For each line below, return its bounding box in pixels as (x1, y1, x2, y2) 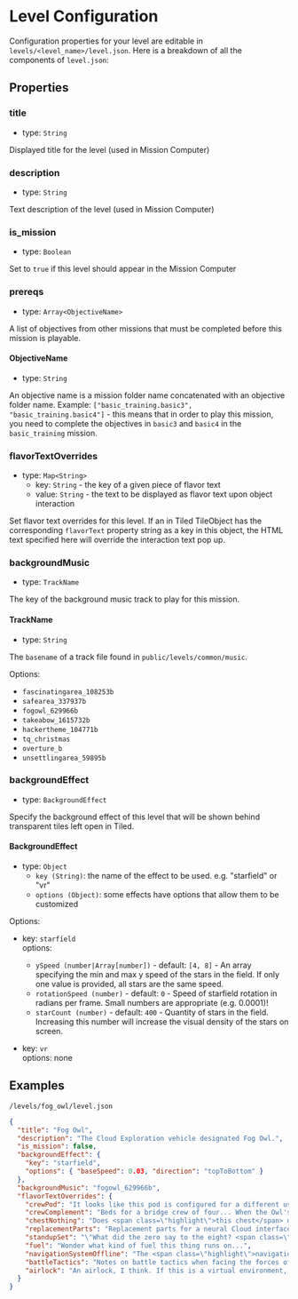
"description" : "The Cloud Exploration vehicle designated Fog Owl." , (17, 1134, 284, 1143)
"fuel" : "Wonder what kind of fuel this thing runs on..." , (25, 1241, 252, 1250)
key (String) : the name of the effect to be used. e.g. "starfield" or (35, 871, 278, 881)
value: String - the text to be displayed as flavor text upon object (35, 489, 273, 499)
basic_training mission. (9, 427, 98, 438)
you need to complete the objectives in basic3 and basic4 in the (9, 418, 242, 428)
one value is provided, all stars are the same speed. (35, 979, 224, 990)
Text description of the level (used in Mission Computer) (9, 203, 215, 214)
